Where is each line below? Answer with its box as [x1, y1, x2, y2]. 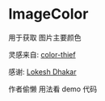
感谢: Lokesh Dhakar [8, 66, 77, 77]
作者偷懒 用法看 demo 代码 [8, 84, 98, 94]
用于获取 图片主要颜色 [8, 32, 82, 42]
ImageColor [8, 5, 89, 23]
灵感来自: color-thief [8, 49, 76, 59]
